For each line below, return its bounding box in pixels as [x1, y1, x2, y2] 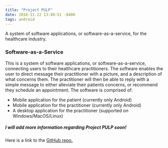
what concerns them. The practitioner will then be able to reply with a [5, 76, 149, 82]
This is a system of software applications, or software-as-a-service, [5, 60, 146, 66]
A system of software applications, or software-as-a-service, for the [5, 31, 147, 37]
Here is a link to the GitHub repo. [5, 137, 73, 143]
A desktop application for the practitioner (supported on [12, 107, 129, 114]
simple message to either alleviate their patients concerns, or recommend [5, 81, 158, 87]
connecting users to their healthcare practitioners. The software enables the [5, 65, 163, 71]
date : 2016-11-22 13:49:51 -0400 [5, 12, 75, 17]
